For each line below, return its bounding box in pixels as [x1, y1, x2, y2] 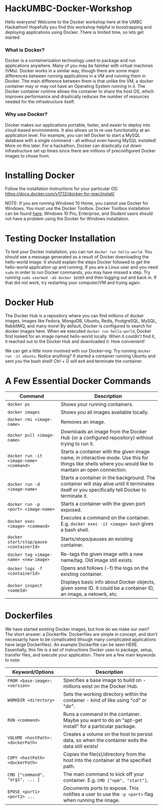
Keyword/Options [12, 669, 54, 676]
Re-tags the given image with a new [60, 551, 144, 558]
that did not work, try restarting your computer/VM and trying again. [5, 280, 141, 286]
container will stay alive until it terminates [60, 481, 155, 487]
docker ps [7, 402, 30, 407]
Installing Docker [5, 170, 75, 181]
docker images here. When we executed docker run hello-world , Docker [5, 328, 152, 334]
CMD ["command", [7, 772, 45, 778]
